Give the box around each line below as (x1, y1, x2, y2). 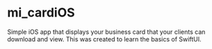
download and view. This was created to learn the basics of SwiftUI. (7, 35, 202, 43)
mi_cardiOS (7, 5, 75, 21)
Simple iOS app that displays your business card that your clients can (7, 28, 206, 36)
